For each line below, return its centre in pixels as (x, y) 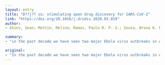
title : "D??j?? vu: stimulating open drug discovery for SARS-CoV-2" (78, 14)
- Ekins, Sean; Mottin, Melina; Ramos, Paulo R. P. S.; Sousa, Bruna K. (81, 28)
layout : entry (20, 10)
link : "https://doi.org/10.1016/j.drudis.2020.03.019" (62, 19)
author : (13, 23)
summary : (14, 37)
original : (15, 50)
